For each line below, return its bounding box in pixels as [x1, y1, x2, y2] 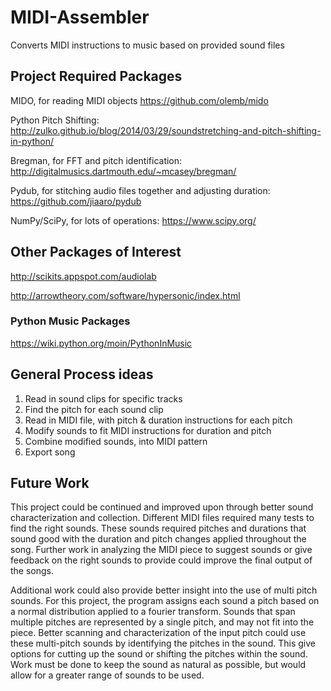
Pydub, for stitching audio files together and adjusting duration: [10, 184, 271, 196]
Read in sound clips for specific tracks [24, 392, 183, 405]
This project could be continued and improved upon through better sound [10, 501, 314, 513]
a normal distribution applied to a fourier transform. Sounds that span [10, 606, 296, 618]
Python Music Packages [10, 314, 131, 328]
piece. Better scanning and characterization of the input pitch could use [10, 627, 307, 639]
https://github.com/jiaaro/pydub [10, 195, 142, 207]
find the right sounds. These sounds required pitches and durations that [10, 522, 307, 535]
